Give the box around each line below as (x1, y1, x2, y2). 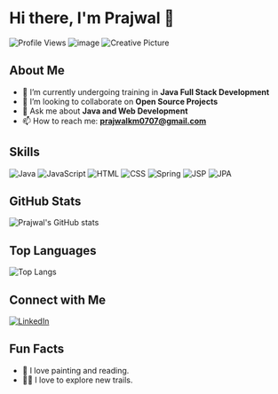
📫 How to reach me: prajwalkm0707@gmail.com (21, 115, 207, 126)
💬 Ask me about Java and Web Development (21, 106, 188, 116)
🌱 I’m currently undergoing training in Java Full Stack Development (21, 86, 270, 97)
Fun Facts (9, 342, 65, 357)
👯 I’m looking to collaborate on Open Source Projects (21, 96, 218, 106)
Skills (9, 145, 40, 160)
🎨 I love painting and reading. (21, 365, 130, 375)
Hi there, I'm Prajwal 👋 (9, 8, 175, 28)
